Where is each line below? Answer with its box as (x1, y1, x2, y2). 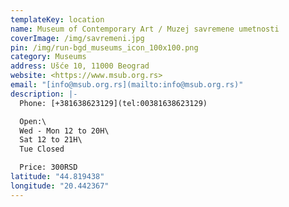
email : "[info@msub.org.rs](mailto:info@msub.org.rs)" (10, 80, 244, 90)
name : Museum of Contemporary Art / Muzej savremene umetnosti (10, 24, 280, 34)
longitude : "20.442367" (10, 181, 110, 191)
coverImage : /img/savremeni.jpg (10, 33, 145, 43)
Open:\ (19, 116, 47, 126)
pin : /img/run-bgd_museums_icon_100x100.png (10, 42, 199, 53)
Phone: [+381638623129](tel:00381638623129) (19, 98, 208, 108)
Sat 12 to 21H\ (19, 135, 83, 145)
